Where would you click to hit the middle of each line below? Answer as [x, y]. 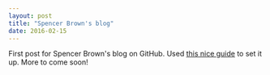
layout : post [30, 16]
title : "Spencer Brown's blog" [61, 23]
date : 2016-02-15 [38, 31]
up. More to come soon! [49, 62]
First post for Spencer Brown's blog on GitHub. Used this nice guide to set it [135, 54]
